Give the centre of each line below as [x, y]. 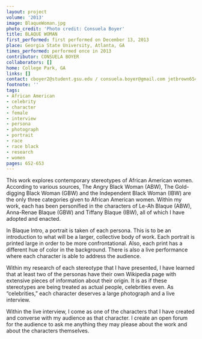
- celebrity [21, 101]
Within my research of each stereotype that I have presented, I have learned [101, 268]
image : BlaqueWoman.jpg [36, 23]
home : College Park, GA [36, 68]
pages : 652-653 [25, 163]
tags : [13, 90]
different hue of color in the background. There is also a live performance [97, 250]
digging [16, 193]
